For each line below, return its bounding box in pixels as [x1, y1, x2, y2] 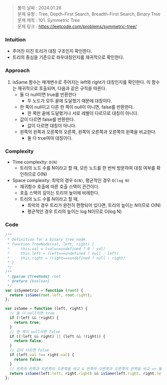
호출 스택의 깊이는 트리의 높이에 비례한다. [19, 190, 100, 195]
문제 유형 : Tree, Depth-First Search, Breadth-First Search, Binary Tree [17, 11, 161, 17]
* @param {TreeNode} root [7, 274, 61, 279]
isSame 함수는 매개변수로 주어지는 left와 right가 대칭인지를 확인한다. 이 [12, 79, 151, 85]
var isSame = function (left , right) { [5, 306, 88, 311]
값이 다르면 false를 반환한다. [19, 116, 76, 122]
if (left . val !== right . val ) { [9, 353, 75, 358]
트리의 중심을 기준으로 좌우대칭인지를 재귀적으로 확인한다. [12, 54, 124, 60]
